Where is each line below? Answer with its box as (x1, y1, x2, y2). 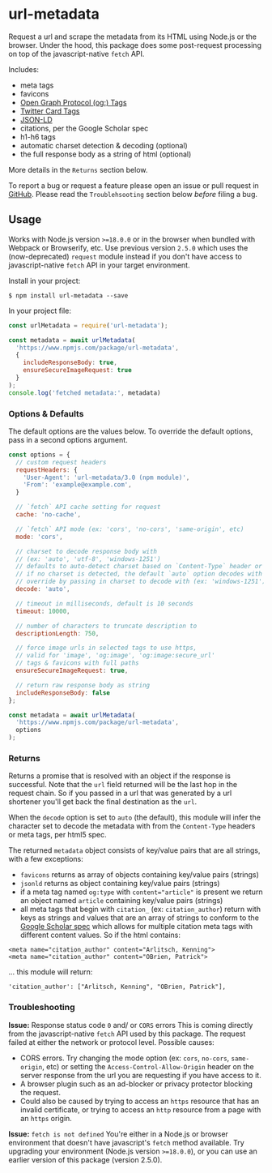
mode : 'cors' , (15, 533, 63, 541)
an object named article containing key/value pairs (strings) (19, 896, 223, 905)
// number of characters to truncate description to (15, 622, 198, 630)
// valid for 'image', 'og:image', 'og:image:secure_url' (15, 652, 216, 660)
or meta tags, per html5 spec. (8, 830, 107, 840)
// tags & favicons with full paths (15, 659, 139, 667)
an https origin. (19, 1113, 73, 1123)
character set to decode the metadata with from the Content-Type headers (8, 821, 256, 831)
